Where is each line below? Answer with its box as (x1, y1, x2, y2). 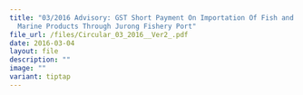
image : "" (9, 64, 47, 73)
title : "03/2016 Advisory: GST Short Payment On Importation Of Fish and (9, 13, 295, 23)
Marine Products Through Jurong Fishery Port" (17, 22, 197, 31)
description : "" (9, 55, 71, 64)
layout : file (9, 47, 59, 56)
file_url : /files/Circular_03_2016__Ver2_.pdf (9, 30, 189, 39)
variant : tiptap (9, 72, 71, 81)
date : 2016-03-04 (9, 38, 75, 48)
